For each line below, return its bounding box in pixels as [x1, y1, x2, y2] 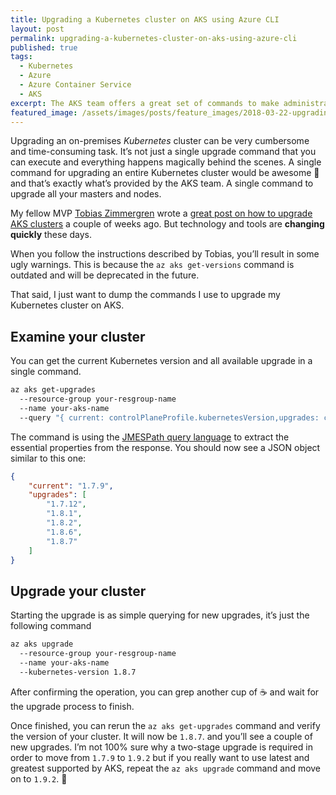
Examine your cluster [10, 328, 146, 345]
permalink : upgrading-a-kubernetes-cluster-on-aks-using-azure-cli [10, 33, 298, 43]
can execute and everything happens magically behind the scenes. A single [10, 156, 322, 168]
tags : [10, 52, 33, 62]
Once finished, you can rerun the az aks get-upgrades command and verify [10, 719, 321, 731]
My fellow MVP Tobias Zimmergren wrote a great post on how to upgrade [10, 207, 313, 220]
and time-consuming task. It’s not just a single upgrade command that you [10, 146, 317, 158]
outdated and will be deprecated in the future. [10, 269, 200, 281]
